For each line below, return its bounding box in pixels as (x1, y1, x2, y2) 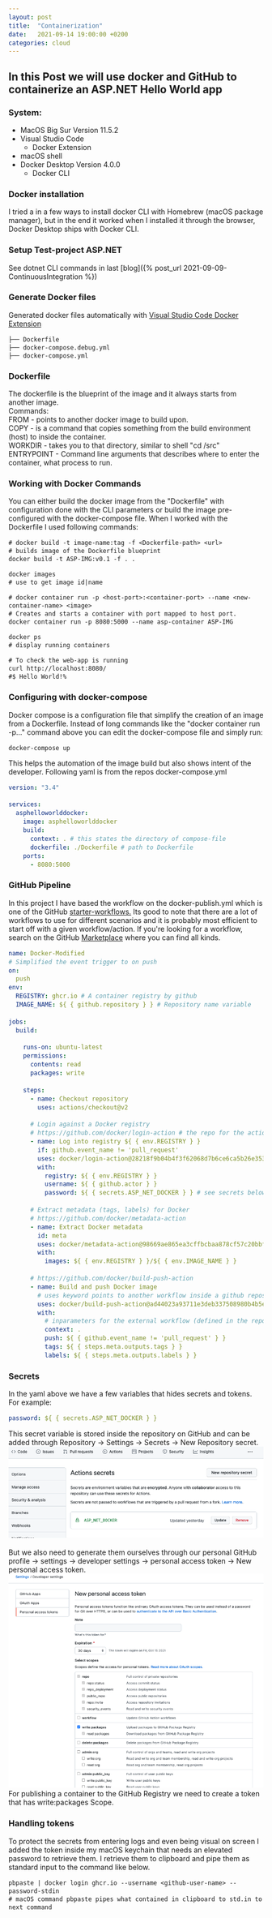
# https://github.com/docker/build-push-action (29, 1274, 194, 1283)
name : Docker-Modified (8, 949, 85, 957)
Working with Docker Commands (8, 478, 142, 490)
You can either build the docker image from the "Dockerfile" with (8, 496, 224, 506)
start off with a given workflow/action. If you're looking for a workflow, (8, 924, 243, 933)
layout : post (8, 13, 53, 21)
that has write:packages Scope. (8, 1797, 114, 1808)
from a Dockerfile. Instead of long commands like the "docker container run (8, 719, 261, 728)
